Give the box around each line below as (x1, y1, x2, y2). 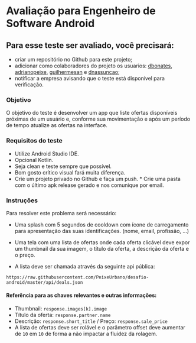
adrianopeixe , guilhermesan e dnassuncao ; (14, 69, 120, 75)
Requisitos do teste (6, 137, 63, 145)
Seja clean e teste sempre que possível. (14, 163, 112, 170)
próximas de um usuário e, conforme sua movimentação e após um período (6, 115, 191, 122)
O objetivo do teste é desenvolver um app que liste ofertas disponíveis (6, 109, 178, 117)
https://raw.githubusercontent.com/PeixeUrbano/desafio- (6, 274, 149, 280)
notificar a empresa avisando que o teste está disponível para (14, 75, 165, 82)
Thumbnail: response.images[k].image (14, 305, 107, 312)
